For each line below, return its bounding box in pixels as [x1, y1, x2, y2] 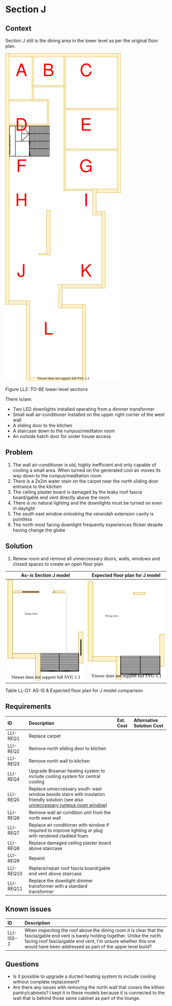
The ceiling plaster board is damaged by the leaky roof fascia [12, 489, 142, 495]
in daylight [12, 505, 35, 511]
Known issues [5, 905, 52, 913]
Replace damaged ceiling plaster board [29, 840, 111, 846]
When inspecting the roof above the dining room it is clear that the [25, 927, 164, 933]
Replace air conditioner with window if [29, 822, 109, 828]
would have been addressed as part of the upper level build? [25, 944, 152, 950]
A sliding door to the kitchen [12, 423, 73, 428]
